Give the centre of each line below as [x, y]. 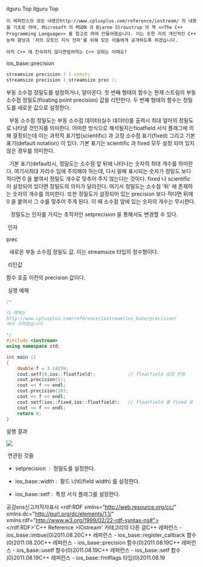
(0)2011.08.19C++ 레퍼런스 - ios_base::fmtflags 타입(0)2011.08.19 [86, 558]
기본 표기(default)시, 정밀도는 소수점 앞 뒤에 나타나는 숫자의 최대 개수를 [93, 164]
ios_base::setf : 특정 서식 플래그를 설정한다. [68, 494]
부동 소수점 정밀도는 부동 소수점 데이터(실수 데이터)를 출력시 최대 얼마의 [93, 120]
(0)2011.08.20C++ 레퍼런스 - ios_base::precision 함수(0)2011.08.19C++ [93, 543]
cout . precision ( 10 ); [43, 391]
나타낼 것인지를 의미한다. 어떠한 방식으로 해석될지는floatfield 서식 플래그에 [100, 128]
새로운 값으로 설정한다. [44, 107]
